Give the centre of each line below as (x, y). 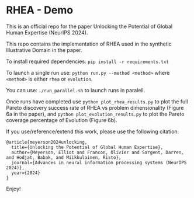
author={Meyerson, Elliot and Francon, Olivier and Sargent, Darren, (98, 152)
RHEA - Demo (40, 10)
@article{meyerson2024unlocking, (47, 142)
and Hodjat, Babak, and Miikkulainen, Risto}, (64, 157)
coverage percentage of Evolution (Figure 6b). (62, 120)
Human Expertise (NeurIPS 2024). (47, 32)
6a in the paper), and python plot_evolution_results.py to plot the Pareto (95, 114)
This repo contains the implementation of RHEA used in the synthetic (89, 44)
